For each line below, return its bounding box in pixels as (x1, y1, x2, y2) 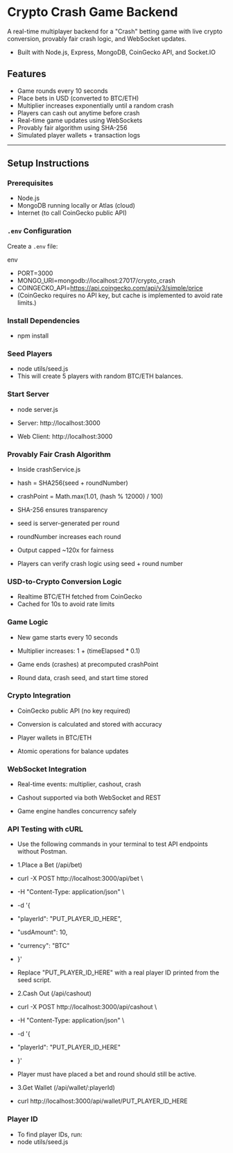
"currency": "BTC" (17, 942, 70, 950)
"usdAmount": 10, (17, 928, 68, 936)
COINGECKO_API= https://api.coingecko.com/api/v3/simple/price (17, 283, 203, 292)
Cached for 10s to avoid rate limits (17, 600, 115, 608)
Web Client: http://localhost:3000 (17, 432, 113, 440)
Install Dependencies (7, 315, 80, 325)
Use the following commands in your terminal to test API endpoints (17, 840, 208, 848)
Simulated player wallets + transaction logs (17, 131, 141, 139)
